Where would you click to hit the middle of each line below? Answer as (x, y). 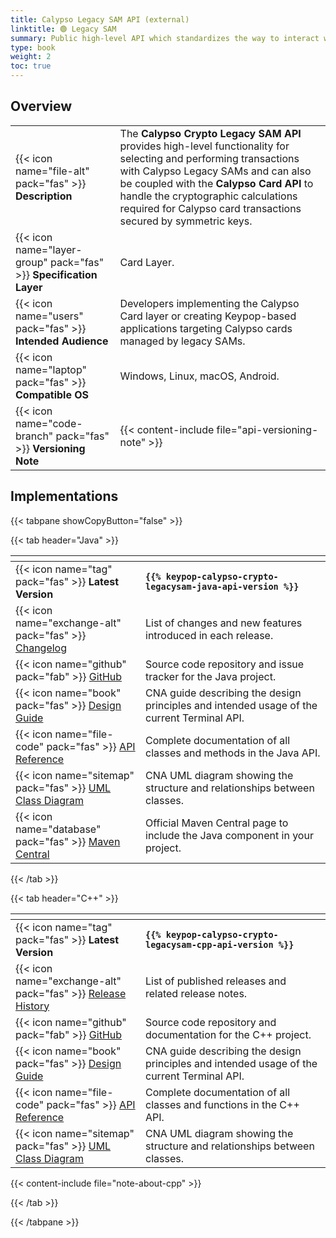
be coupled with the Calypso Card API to (216, 183)
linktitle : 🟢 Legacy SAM (63, 29)
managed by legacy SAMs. (182, 341)
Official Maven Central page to (217, 823)
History (32, 1006)
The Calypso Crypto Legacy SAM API (210, 133)
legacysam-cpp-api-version (209, 944)
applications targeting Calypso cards (206, 328)
